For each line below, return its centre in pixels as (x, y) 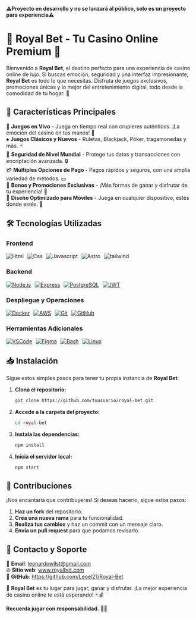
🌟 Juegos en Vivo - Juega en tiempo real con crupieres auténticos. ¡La (93, 126)
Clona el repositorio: (40, 390)
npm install (29, 445)
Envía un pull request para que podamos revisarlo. (77, 531)
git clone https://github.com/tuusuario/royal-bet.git (84, 401)
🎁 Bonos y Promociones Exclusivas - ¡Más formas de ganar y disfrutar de (97, 185)
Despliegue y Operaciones (45, 300)
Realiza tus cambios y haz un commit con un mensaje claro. (89, 524)
